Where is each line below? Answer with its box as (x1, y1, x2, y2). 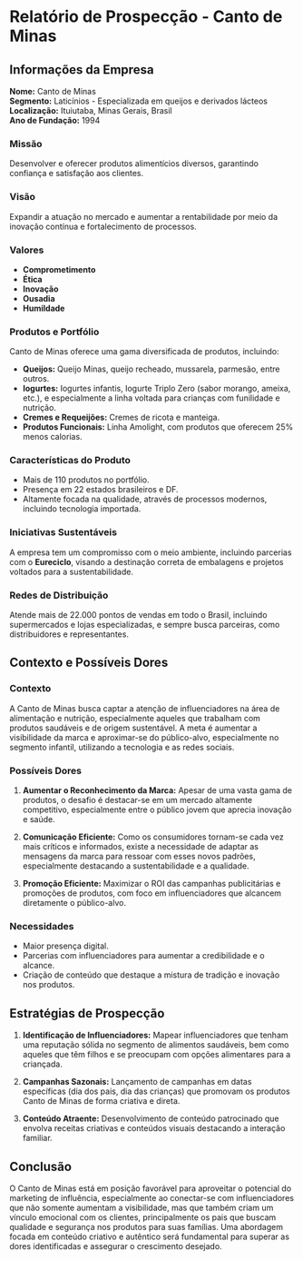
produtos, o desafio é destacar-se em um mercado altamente (22, 795, 252, 806)
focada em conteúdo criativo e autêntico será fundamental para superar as (9, 1231, 290, 1242)
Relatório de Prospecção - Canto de (9, 6, 283, 27)
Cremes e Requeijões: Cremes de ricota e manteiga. (22, 412, 220, 423)
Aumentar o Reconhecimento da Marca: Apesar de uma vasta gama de (22, 785, 293, 796)
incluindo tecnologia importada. (22, 503, 142, 514)
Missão (9, 137, 43, 150)
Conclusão (9, 1158, 73, 1174)
